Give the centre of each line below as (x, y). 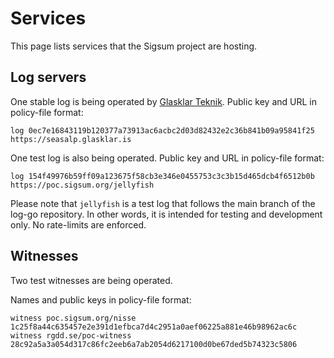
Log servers (48, 77)
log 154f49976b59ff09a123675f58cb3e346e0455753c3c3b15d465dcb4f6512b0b (162, 176)
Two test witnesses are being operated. (91, 280)
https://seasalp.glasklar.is (71, 139)
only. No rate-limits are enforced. (78, 224)
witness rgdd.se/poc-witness (71, 335)
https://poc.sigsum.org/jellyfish (82, 185)
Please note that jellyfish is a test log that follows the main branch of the (163, 203)
